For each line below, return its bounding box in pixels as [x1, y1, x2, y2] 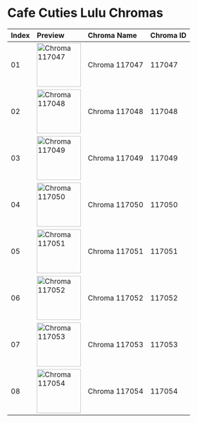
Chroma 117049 [87, 153, 144, 163]
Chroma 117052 [87, 293, 144, 303]
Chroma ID [150, 30, 187, 40]
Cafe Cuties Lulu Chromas [7, 5, 164, 21]
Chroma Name [87, 30, 137, 40]
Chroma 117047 [87, 60, 144, 70]
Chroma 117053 [87, 339, 144, 349]
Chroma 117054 [87, 386, 144, 396]
